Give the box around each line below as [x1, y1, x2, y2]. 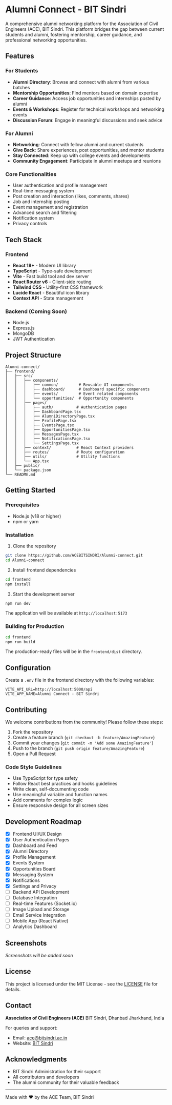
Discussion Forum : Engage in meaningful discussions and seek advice [12, 117, 163, 123]
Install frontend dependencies [12, 567, 76, 573]
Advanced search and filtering [12, 209, 77, 216]
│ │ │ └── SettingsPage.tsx [5, 441, 79, 446]
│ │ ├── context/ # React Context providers [5, 445, 134, 450]
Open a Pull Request [12, 751, 56, 757]
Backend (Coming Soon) [5, 308, 68, 315]
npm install [5, 581, 31, 587]
